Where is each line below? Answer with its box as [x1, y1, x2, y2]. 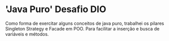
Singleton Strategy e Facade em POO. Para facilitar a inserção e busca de [5, 25, 160, 31]
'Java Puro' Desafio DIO [5, 4, 106, 15]
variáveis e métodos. [5, 31, 49, 37]
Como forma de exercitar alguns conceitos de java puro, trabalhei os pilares [5, 20, 164, 26]
